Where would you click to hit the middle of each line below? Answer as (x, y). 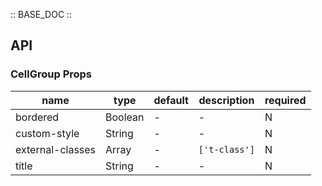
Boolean (125, 117)
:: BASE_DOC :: (41, 14)
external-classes (56, 149)
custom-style (47, 133)
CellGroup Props (51, 74)
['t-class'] (226, 149)
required (285, 100)
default (171, 100)
